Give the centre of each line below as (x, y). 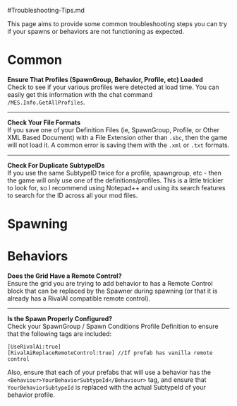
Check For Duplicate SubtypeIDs (56, 165)
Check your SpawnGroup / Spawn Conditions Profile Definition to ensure (113, 326)
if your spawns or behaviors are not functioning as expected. (96, 31)
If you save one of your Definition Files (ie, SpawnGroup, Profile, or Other (114, 129)
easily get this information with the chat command (80, 94)
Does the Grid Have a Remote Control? (65, 276)
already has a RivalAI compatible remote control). (79, 298)
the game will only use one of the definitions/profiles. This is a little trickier (115, 180)
